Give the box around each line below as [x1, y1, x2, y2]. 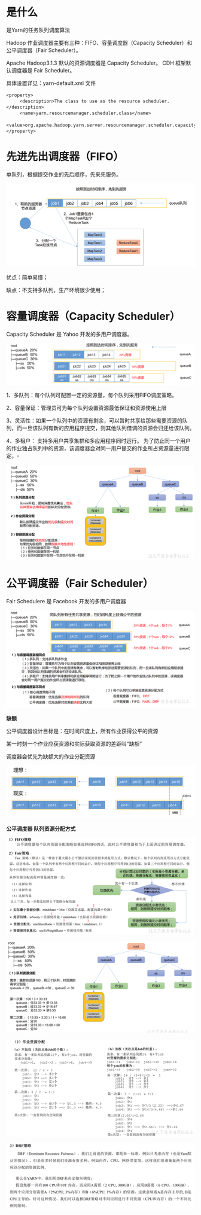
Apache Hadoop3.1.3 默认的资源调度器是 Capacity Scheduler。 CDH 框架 [6, 59, 187, 66]
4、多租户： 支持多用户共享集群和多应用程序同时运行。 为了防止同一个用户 [6, 438, 191, 445]
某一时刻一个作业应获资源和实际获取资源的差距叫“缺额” [6, 740, 142, 747]
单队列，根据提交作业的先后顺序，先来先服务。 [6, 171, 121, 178]
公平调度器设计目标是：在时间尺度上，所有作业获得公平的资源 [6, 727, 159, 734]
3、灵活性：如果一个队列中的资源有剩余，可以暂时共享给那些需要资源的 [6, 417, 182, 424]
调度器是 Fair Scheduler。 [11, 66, 75, 74]
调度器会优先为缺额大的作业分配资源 [6, 752, 96, 760]
